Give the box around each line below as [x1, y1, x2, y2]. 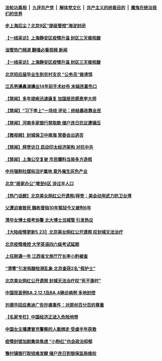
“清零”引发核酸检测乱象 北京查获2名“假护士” [5, 265, 96, 272]
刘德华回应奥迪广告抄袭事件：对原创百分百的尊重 [5, 302, 104, 308]
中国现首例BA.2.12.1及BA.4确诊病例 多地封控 [5, 290, 96, 296]
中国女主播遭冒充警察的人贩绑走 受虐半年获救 [5, 326, 97, 332]
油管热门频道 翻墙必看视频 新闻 [5, 47, 68, 53]
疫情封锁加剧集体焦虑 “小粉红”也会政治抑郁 [5, 338, 93, 344]
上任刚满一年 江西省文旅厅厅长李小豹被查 [5, 253, 88, 259]
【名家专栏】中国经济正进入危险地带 [5, 314, 79, 320]
